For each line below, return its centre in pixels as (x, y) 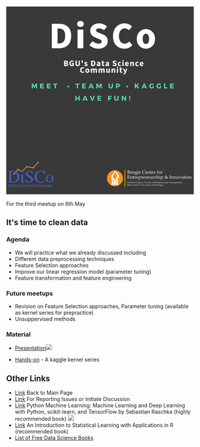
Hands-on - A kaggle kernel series (57, 360)
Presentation (30, 348)
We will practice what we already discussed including (80, 252)
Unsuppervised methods (45, 319)
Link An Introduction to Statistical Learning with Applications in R (94, 425)
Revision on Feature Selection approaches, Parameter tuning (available (101, 306)
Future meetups (30, 293)
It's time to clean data (47, 223)
